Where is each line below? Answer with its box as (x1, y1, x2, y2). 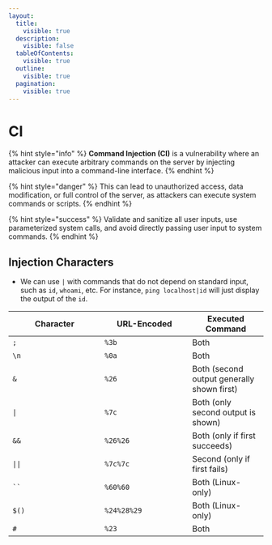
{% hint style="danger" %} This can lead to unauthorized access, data (8, 181, 244, 191)
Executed (207, 313, 244, 325)
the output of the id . (19, 294, 88, 304)
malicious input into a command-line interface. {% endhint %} (8, 166, 215, 176)
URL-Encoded (116, 318, 172, 330)
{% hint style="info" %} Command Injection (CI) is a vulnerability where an (8, 149, 260, 159)
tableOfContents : (15, 49, 74, 57)
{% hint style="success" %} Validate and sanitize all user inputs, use (8, 215, 237, 224)
